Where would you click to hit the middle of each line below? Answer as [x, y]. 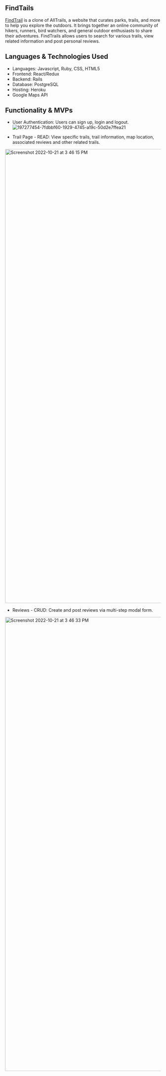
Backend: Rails [27, 79]
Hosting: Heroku [29, 90]
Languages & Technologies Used [57, 57]
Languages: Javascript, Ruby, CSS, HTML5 [56, 68]
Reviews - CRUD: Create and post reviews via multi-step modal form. [83, 610]
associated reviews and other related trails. [56, 142]
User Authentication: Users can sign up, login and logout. [71, 122]
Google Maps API [30, 95]
